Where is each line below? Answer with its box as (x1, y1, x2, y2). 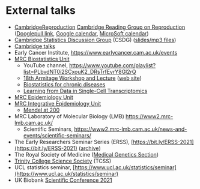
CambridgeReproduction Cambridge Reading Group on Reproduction (14, 23, 186, 31)
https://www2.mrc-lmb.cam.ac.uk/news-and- (74, 125, 187, 133)
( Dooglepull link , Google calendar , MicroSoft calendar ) (14, 29, 149, 37)
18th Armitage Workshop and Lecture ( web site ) (23, 74, 142, 82)
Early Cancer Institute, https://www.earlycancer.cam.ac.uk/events (14, 49, 178, 56)
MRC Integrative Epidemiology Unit (14, 100, 102, 107)
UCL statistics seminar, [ (14, 163, 75, 171)
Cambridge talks (14, 43, 55, 50)
